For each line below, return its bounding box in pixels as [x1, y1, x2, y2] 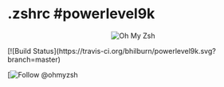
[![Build [7, 46, 32, 55]
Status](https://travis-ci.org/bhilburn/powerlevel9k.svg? [32, 46, 216, 55]
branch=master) [7, 55, 61, 64]
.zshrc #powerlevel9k [7, 5, 155, 23]
